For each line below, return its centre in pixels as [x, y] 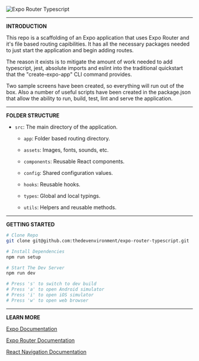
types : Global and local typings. [62, 196]
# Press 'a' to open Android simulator [55, 290]
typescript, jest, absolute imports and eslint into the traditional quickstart [95, 68]
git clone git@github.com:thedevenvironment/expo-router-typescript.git [98, 241]
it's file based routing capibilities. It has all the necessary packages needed [98, 44]
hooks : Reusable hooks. [52, 184]
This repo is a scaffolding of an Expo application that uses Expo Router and [98, 38]
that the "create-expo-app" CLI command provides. [69, 74]
